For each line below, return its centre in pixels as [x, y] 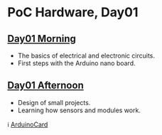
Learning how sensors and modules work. [79, 110]
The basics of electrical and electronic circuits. [86, 55]
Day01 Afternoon [45, 86]
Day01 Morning [42, 39]
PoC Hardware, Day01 [73, 12]
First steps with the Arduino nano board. [77, 63]
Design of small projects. [54, 102]
